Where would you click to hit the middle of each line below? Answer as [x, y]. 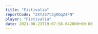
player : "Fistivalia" [28, 19]
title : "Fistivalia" [27, 10]
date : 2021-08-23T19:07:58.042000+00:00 [49, 24]
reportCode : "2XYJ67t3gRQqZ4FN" [40, 14]
